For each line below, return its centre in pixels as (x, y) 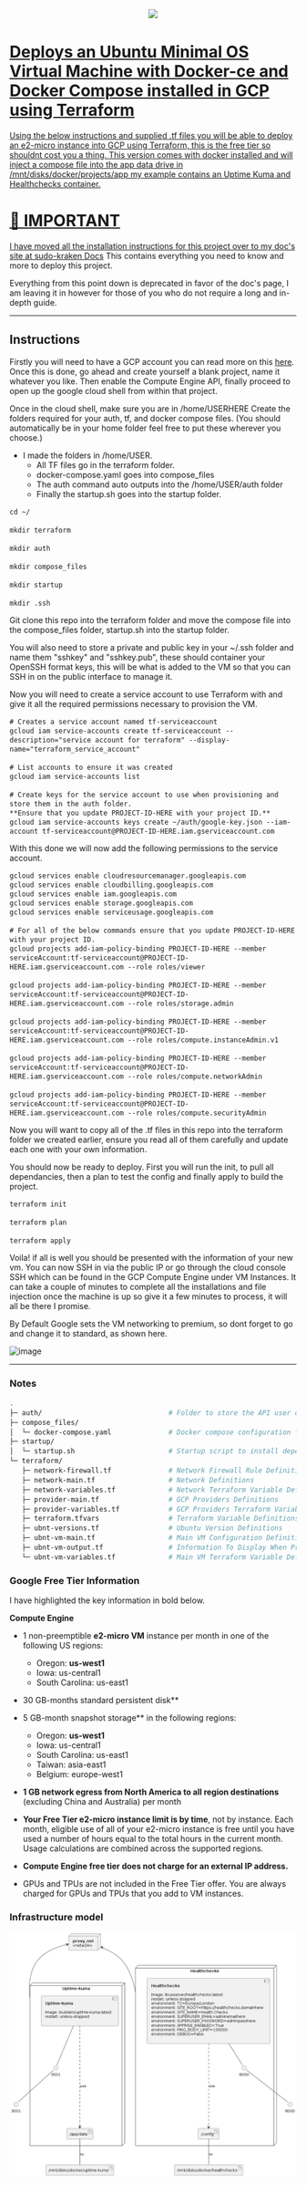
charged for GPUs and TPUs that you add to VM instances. (133, 1894)
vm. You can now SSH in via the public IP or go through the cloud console (148, 1267)
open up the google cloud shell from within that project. (114, 390)
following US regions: (63, 1646)
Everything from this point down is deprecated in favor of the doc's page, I (149, 283)
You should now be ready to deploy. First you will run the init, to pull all (142, 1167)
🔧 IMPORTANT (65, 221)
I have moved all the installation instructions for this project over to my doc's (153, 245)
